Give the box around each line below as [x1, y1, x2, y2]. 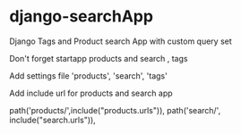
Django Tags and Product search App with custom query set [9, 36, 233, 46]
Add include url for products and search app [9, 88, 173, 98]
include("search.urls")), [9, 114, 96, 125]
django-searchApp [9, 6, 154, 27]
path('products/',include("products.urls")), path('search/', [9, 105, 221, 115]
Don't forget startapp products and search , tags [9, 53, 188, 63]
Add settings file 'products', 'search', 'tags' [9, 70, 168, 81]
